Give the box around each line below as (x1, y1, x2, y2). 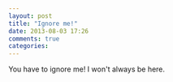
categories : (8, 42, 49, 50)
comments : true (8, 34, 60, 43)
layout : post (8, 11, 53, 20)
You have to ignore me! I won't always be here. (8, 64, 165, 74)
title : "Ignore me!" (8, 19, 79, 28)
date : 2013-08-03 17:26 (8, 27, 89, 35)
